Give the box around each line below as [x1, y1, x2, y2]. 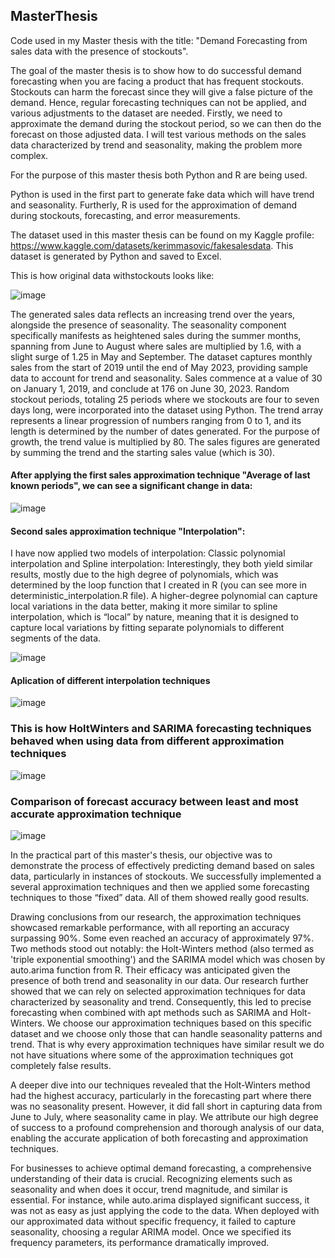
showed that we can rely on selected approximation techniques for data [10, 985, 306, 998]
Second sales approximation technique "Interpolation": [10, 525, 246, 537]
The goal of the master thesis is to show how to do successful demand [10, 64, 302, 76]
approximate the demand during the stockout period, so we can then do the [10, 117, 322, 129]
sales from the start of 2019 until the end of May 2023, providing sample [10, 361, 308, 373]
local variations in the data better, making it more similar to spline [10, 600, 278, 613]
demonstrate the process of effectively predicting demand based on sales [10, 860, 315, 872]
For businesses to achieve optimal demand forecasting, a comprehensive [10, 1162, 312, 1174]
